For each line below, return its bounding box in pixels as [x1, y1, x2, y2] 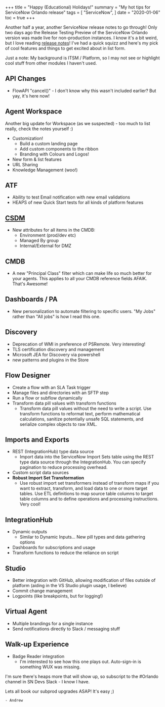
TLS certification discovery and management [12, 346, 104, 352]
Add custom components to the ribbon [19, 146, 99, 151]
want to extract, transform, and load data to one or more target [19, 485, 148, 492]
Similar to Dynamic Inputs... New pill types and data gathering [19, 534, 146, 540]
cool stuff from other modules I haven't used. [5, 60, 97, 66]
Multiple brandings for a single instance [12, 620, 93, 626]
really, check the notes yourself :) [5, 126, 73, 132]
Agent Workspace [5, 107, 62, 116]
